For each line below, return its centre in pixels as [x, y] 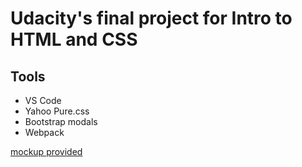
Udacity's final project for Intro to [151, 18]
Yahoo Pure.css [57, 111]
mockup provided [46, 151]
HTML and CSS [74, 39]
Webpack [44, 132]
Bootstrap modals [61, 121]
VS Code [43, 100]
